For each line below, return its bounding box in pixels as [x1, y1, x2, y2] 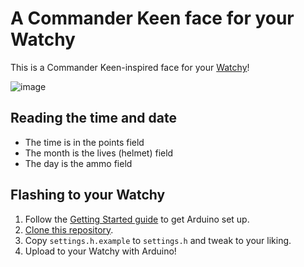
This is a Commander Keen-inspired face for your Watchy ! [10, 61, 250, 73]
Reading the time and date [10, 110, 177, 127]
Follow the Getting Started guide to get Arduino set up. [24, 213, 250, 225]
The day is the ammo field [24, 157, 133, 169]
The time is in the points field [24, 136, 145, 148]
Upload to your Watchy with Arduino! [24, 245, 177, 257]
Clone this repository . [24, 223, 114, 236]
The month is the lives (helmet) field [24, 147, 174, 159]
